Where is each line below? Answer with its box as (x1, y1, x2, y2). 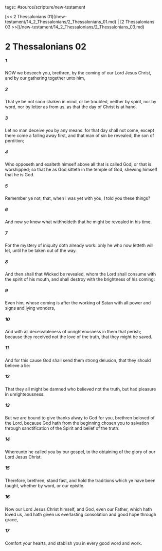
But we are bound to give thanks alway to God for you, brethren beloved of (5, 414, 155, 420)
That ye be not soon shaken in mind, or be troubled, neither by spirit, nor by (5, 99, 157, 105)
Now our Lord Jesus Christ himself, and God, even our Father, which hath (5, 506, 152, 512)
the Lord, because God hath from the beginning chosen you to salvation (5, 420, 149, 426)
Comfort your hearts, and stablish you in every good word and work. (5, 540, 142, 546)
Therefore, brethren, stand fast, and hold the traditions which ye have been (5, 477, 156, 483)
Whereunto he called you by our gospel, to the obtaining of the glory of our (5, 449, 156, 455)
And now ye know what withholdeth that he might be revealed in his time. (5, 219, 152, 225)
